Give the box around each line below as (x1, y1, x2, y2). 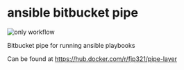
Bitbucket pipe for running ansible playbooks (7, 41, 135, 49)
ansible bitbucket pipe (7, 5, 139, 21)
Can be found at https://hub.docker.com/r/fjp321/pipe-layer (7, 54, 178, 63)
